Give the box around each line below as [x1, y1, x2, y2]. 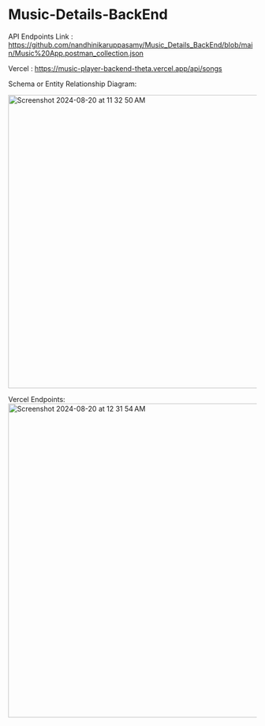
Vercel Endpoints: [8, 394, 65, 404]
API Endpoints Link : [8, 32, 73, 41]
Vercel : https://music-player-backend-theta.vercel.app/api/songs [8, 63, 222, 73]
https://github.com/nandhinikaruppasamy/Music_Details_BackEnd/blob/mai [8, 39, 253, 49]
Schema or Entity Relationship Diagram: [8, 79, 137, 88]
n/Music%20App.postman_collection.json [8, 48, 144, 58]
